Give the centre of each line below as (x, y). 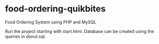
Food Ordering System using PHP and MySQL (51, 22)
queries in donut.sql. (25, 36)
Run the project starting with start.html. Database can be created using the (79, 31)
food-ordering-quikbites (55, 9)
